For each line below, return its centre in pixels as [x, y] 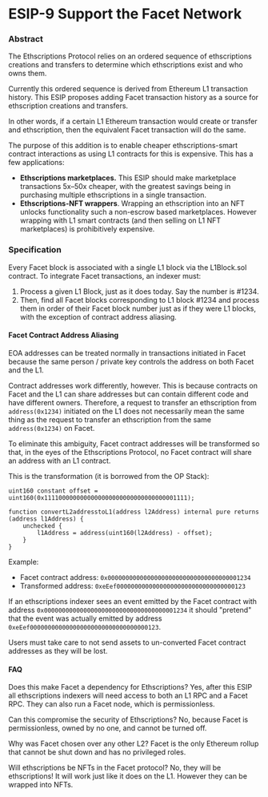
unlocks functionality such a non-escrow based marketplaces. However [138, 212]
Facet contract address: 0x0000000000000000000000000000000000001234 [135, 577]
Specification [35, 250]
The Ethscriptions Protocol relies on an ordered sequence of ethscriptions [130, 56]
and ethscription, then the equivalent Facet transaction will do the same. [127, 130]
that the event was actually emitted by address [85, 618]
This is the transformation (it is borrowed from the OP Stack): [109, 476]
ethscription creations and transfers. [68, 106]
